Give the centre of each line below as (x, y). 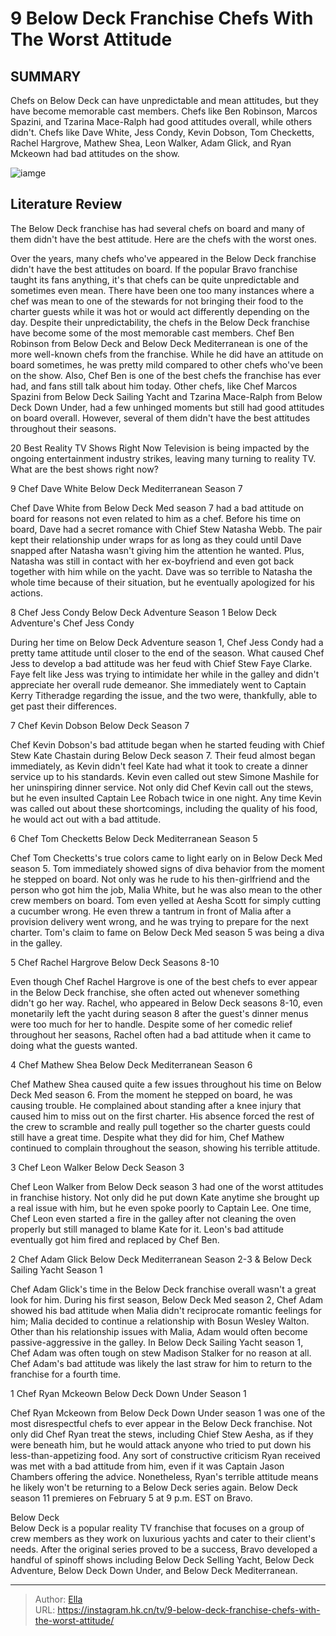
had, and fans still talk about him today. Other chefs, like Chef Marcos (154, 386)
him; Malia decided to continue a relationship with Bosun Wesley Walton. (160, 1321)
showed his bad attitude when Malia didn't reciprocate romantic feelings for (166, 1310)
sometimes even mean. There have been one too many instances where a (162, 290)
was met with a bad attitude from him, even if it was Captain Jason (147, 1466)
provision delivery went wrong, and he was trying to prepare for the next (159, 921)
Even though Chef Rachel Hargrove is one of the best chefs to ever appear (164, 981)
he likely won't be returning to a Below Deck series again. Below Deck (154, 1487)
